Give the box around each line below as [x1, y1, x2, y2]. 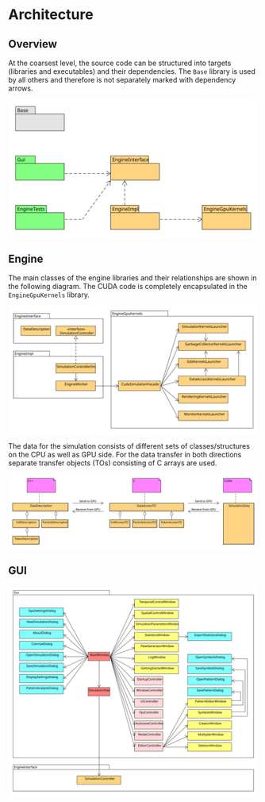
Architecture [8, 6, 94, 24]
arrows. [8, 83, 33, 93]
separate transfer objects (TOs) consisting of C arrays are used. [8, 458, 217, 468]
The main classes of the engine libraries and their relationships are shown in [8, 273, 258, 283]
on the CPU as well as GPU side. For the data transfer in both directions [8, 450, 242, 460]
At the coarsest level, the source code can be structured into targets [8, 58, 232, 67]
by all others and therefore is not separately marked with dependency [8, 75, 236, 84]
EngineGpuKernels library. [8, 290, 90, 299]
